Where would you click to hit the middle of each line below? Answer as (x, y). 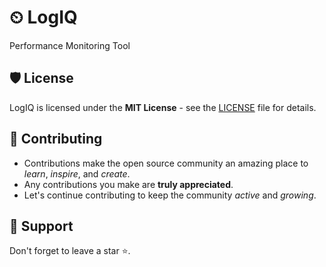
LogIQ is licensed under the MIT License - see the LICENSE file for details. (163, 107)
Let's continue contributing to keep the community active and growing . (170, 195)
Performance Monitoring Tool (70, 45)
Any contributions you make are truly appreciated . (128, 184)
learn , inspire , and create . (77, 173)
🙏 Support (41, 226)
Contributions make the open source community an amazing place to (166, 163)
